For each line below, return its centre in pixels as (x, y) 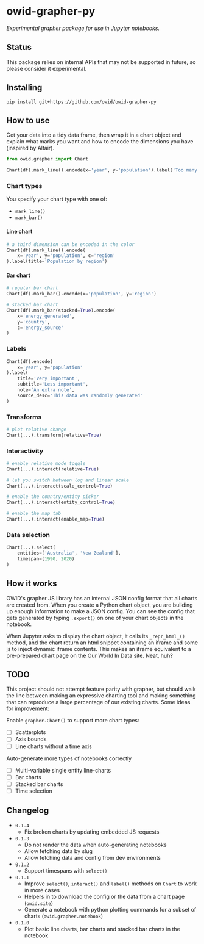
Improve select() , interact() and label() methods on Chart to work (111, 884)
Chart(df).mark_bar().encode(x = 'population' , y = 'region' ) (81, 294)
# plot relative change (37, 429)
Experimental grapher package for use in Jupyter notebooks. (83, 28)
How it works (32, 584)
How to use (28, 120)
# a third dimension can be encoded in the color (71, 244)
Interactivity (25, 451)
